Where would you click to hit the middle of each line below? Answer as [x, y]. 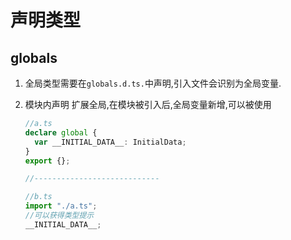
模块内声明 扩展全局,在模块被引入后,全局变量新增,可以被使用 [148, 104]
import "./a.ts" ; [61, 206]
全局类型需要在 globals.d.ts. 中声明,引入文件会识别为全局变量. [153, 83]
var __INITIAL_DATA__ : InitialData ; [110, 142]
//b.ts [38, 197]
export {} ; [47, 161]
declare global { [61, 132]
